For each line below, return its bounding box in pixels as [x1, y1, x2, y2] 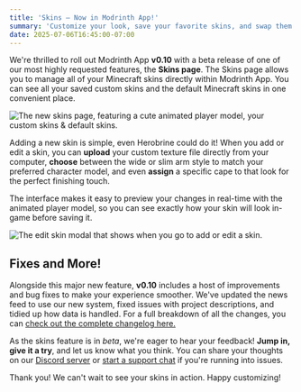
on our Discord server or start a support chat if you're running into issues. [9, 355, 284, 366]
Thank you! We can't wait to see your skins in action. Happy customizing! [9, 372, 281, 383]
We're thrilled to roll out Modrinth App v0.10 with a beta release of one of [9, 55, 281, 66]
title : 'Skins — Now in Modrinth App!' [9, 13, 160, 23]
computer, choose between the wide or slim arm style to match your [9, 157, 264, 168]
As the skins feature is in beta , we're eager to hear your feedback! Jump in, [9, 335, 290, 347]
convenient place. [9, 93, 76, 104]
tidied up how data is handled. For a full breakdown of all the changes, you [9, 308, 287, 320]
